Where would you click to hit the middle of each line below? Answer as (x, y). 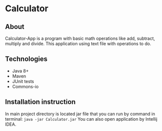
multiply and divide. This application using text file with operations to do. (78, 44)
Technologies (26, 59)
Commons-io (25, 86)
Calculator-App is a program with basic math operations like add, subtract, (80, 38)
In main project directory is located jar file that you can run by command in (80, 114)
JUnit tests (23, 81)
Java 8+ (20, 71)
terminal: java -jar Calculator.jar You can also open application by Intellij (81, 119)
